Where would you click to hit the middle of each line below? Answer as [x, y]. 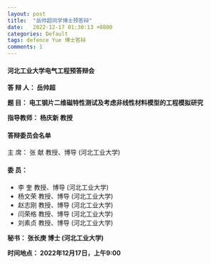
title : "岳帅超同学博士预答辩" [50, 21]
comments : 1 [25, 47]
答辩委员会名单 [29, 135]
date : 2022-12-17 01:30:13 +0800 [60, 27]
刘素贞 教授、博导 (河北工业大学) [65, 222]
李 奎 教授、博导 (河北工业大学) [63, 187]
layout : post [27, 14]
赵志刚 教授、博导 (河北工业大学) [65, 205]
